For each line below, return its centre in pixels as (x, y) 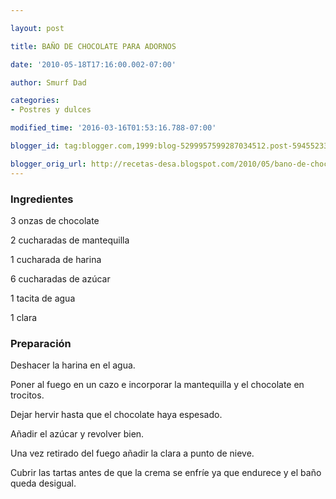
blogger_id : (35, 146)
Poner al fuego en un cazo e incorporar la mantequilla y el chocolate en (157, 385)
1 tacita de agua (43, 298)
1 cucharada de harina (56, 259)
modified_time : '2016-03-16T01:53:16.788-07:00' (113, 128)
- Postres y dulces (51, 110)
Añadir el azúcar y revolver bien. (77, 434)
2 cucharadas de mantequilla (70, 240)
